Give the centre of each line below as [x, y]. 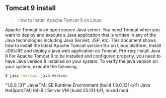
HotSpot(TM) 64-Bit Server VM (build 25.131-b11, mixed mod [67, 90]
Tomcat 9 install [31, 8]
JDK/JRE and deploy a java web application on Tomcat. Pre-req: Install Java [83, 50]
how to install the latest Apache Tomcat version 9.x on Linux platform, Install [83, 45]
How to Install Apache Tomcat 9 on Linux [59, 20]
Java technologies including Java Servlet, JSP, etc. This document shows [81, 40]
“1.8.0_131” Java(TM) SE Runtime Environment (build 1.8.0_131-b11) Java [78, 85]
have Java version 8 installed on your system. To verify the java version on [82, 61]
